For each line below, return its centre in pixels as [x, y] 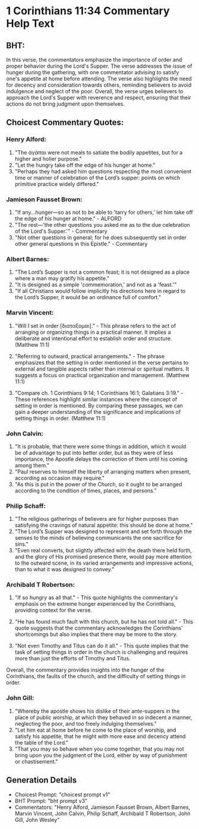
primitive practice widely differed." [57, 184]
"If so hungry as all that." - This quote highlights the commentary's [96, 597]
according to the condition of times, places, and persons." [86, 491]
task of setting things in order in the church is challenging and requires [101, 652]
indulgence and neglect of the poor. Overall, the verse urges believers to [95, 91]
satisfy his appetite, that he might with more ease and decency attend [100, 736]
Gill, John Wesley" [37, 819]
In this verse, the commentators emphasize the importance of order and [94, 60]
